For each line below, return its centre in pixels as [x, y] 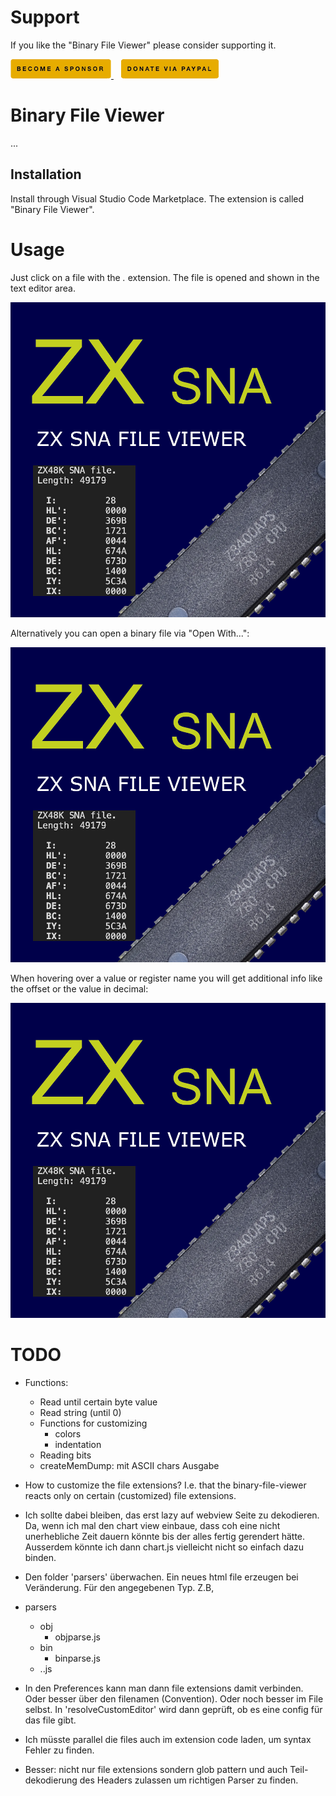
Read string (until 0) [80, 1412]
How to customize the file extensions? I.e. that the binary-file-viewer [165, 1485]
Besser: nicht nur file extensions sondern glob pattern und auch [156, 1769]
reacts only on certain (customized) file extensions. [130, 1495]
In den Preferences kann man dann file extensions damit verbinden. [164, 1688]
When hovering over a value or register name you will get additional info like [166, 978]
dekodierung [51, 1780]
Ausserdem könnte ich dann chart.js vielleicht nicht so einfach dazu [164, 1547]
